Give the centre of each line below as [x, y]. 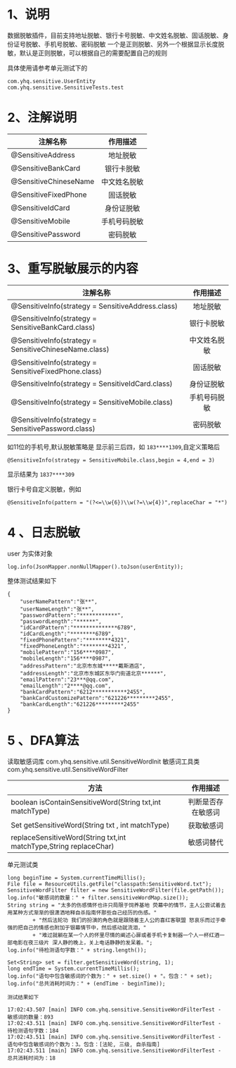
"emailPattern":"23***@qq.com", [67, 680]
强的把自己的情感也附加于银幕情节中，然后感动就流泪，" [77, 928]
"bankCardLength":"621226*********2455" [80, 704]
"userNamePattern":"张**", [59, 601]
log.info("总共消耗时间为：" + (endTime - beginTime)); [86, 983]
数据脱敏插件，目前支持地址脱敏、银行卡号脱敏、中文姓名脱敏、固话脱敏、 [115, 35]
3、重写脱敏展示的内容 [73, 269]
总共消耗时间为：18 [32, 1058]
